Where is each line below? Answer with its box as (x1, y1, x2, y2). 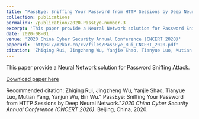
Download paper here (6, 75, 59, 82)
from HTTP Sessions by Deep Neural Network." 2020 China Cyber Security (6, 99, 188, 107)
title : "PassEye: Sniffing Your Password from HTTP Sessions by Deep (6, 8, 182, 15)
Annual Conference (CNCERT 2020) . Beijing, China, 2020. (6, 105, 148, 113)
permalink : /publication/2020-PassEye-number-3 (6, 20, 126, 26)
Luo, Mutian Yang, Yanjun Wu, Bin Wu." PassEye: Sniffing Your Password (6, 93, 184, 100)
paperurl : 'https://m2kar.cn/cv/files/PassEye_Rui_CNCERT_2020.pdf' (6, 42, 179, 48)
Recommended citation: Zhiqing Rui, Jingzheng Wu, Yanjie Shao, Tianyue (6, 87, 185, 94)
